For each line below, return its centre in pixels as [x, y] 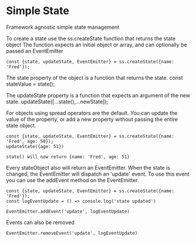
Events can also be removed [40, 222]
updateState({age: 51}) [35, 146]
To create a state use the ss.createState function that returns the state [91, 38]
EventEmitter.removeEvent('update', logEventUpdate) [72, 233]
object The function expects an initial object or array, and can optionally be [97, 45]
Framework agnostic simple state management [63, 27]
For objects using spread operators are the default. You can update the [92, 113]
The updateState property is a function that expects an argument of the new [98, 95]
